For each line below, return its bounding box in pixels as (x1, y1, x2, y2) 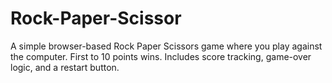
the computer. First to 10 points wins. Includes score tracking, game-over (10, 50, 312, 62)
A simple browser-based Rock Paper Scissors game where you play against (10, 40, 323, 52)
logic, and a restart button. (10, 61, 120, 73)
